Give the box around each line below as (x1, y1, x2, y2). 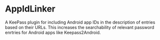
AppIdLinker (5, 3, 56, 14)
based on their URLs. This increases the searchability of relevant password (5, 24, 155, 30)
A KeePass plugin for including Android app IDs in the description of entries (5, 19, 156, 25)
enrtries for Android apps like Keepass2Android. (5, 29, 101, 35)
